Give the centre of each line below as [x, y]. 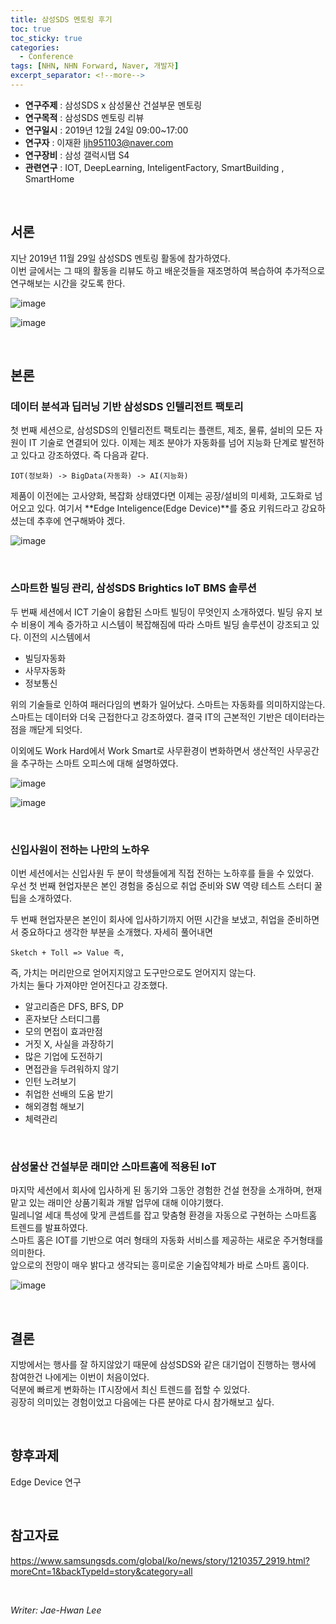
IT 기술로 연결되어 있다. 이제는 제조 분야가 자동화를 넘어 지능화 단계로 [163, 443]
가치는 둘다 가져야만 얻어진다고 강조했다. [89, 985]
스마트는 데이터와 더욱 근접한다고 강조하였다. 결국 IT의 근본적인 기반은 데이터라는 [168, 717]
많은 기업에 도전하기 [63, 1056]
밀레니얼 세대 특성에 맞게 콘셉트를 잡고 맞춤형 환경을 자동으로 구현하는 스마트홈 [164, 1215]
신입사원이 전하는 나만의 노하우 [80, 849]
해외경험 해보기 [54, 1106]
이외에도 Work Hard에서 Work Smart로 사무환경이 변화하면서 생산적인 [147, 750]
